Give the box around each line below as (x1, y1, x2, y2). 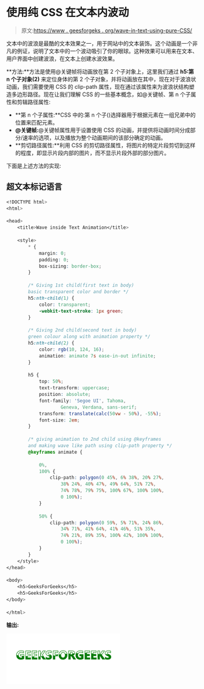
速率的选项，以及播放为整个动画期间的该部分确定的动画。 (22, 134, 166, 141)
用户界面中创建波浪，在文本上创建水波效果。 (6, 55, 118, 62)
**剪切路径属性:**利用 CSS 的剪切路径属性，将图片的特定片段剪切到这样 (15, 141, 195, 149)
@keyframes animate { (28, 449, 83, 455)
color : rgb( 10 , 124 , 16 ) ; (38, 346, 104, 353)
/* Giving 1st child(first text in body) (28, 282, 135, 289)
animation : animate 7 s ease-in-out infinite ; (38, 353, 156, 359)
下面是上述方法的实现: (6, 162, 62, 169)
